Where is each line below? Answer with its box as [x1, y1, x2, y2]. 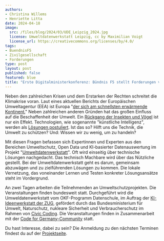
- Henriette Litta [5, 16, 42, 21]
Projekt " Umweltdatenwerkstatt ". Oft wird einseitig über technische [5, 149, 140, 155]
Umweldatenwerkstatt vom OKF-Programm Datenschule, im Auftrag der [5, 195, 150, 201]
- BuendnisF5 [5, 48, 32, 53]
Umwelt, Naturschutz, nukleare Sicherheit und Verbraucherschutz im [5, 205, 144, 211]
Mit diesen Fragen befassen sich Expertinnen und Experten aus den [5, 139, 142, 144]
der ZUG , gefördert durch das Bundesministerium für [36, 200, 143, 206]
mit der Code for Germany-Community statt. [5, 216, 94, 221]
